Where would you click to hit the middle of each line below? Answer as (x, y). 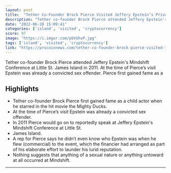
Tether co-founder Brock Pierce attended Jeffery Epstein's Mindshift (77, 62)
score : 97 (16, 33)
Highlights (22, 89)
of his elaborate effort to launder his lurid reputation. (68, 150)
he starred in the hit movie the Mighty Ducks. (60, 107)
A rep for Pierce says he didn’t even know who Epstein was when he (84, 139)
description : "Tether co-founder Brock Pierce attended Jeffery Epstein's (86, 19)
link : (11, 48)
